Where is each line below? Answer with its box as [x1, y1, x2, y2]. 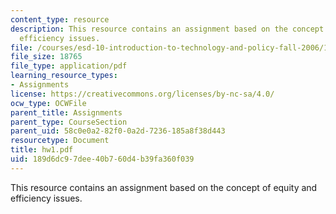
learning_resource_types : [10, 71, 118, 81]
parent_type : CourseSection [10, 117, 128, 127]
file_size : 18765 [10, 52, 83, 62]
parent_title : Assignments [10, 107, 123, 118]
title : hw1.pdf [10, 145, 74, 155]
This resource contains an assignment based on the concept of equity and [10, 181, 318, 193]
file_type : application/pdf [10, 61, 128, 71]
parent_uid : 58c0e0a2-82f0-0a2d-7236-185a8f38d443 [10, 126, 226, 136]
